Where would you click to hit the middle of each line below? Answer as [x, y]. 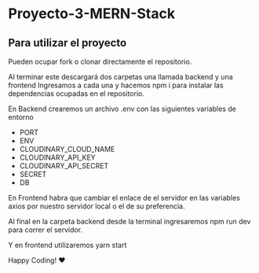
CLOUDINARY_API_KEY [57, 157]
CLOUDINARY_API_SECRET [64, 166]
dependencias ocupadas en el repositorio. [77, 94]
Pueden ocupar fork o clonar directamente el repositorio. [100, 61]
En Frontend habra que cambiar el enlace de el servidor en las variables [124, 198]
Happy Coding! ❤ [37, 260]
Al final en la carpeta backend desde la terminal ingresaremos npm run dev [129, 221]
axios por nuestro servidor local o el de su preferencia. [97, 206]
